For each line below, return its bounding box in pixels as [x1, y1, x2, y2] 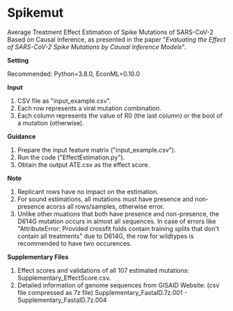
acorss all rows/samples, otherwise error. [46, 202, 165, 210]
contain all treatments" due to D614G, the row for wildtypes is [17, 232, 194, 240]
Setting [7, 56, 29, 64]
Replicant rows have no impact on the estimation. [17, 187, 159, 196]
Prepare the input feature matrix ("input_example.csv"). [17, 145, 176, 154]
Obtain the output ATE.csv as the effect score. [17, 160, 150, 168]
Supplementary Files [7, 253, 69, 261]
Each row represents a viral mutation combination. [17, 104, 161, 112]
